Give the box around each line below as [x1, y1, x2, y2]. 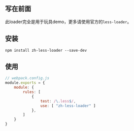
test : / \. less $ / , [40, 98, 76, 103]
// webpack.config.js [5, 76, 50, 81]
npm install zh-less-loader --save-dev [5, 48, 87, 53]
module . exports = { [5, 80, 45, 85]
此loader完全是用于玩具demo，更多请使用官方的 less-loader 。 [5, 19, 132, 25]
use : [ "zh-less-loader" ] [40, 103, 96, 108]
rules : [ [23, 90, 41, 95]
